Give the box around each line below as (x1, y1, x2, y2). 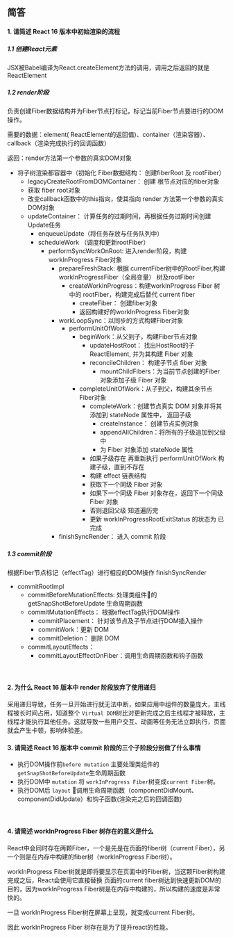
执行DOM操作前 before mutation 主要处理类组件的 (17, 760, 159, 768)
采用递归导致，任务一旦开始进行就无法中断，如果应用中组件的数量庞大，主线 (7, 700, 226, 709)
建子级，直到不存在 (89, 462, 145, 471)
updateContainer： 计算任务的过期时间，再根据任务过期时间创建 (27, 211, 212, 220)
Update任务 (27, 220, 61, 229)
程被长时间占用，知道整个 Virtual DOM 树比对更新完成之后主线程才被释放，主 (7, 709, 225, 718)
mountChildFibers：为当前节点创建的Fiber (100, 367, 221, 375)
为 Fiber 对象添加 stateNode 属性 (100, 445, 194, 453)
